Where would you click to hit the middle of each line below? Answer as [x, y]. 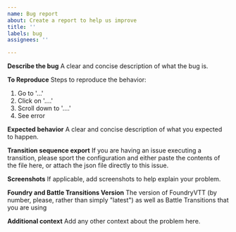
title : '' [22, 27]
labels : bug [25, 33]
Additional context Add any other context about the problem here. [104, 221]
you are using [27, 207]
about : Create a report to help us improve [72, 20]
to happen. [23, 137]
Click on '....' [35, 101]
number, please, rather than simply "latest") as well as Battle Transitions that [118, 200]
